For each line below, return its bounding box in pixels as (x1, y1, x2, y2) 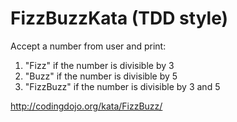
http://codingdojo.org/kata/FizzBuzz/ (10, 100, 163, 112)
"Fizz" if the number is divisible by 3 (24, 59, 175, 71)
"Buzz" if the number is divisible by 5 (24, 70, 178, 82)
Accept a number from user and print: (10, 40, 167, 52)
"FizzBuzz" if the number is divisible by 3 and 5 (24, 80, 221, 92)
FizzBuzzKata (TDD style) (10, 7, 229, 30)
